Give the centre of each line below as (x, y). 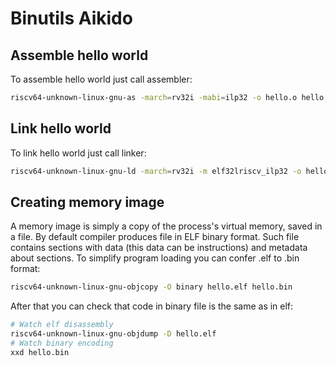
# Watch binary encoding (62, 343)
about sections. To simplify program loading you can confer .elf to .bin (155, 258)
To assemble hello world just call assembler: (101, 79)
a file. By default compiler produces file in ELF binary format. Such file (155, 237)
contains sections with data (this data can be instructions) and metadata (159, 248)
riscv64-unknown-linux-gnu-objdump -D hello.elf (113, 334)
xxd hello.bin (40, 352)
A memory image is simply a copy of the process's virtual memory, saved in (166, 226)
